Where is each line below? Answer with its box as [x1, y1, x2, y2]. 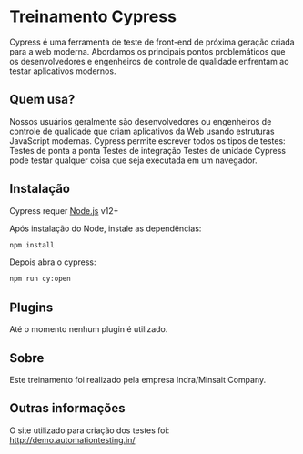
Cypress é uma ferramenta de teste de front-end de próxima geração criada [9, 36, 295, 47]
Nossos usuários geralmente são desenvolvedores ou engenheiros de [9, 116, 272, 126]
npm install [9, 240, 55, 249]
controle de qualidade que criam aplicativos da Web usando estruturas [9, 126, 275, 136]
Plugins [9, 299, 54, 315]
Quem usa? [9, 92, 76, 107]
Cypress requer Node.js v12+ [9, 205, 119, 216]
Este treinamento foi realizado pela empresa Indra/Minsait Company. [9, 374, 267, 385]
